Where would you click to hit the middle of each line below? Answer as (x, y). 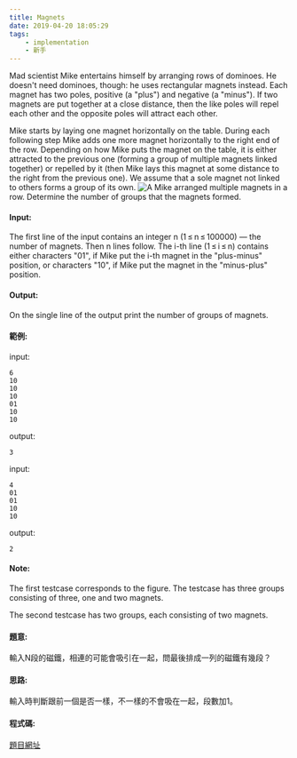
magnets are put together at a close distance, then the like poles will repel (144, 104)
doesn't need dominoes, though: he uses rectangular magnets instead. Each (148, 85)
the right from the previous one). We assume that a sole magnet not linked (145, 178)
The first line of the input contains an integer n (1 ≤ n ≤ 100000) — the (135, 237)
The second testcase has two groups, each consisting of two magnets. (139, 615)
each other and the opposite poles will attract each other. (114, 114)
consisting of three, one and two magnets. (86, 597)
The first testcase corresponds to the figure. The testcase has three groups (147, 588)
